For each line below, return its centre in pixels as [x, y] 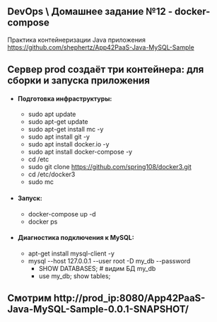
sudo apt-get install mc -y [66, 130]
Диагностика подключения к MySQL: [76, 238]
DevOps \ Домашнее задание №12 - [90, 12]
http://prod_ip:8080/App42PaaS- [129, 298]
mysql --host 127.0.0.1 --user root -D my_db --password [109, 260]
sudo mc [41, 182]
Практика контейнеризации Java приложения [77, 40]
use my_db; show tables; [75, 276]
